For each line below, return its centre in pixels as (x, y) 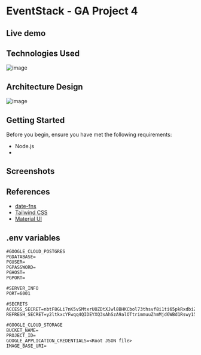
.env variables (33, 238)
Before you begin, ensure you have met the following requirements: (89, 135)
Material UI (28, 219)
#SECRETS (17, 304)
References (28, 192)
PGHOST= (16, 273)
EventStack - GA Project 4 (72, 11)
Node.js (25, 146)
